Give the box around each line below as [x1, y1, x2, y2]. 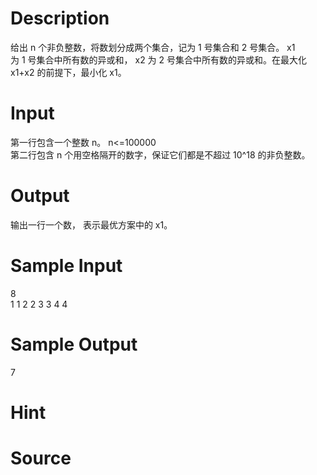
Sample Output [10, 333, 138, 356]
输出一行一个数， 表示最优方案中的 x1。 [10, 218, 173, 231]
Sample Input [10, 255, 123, 277]
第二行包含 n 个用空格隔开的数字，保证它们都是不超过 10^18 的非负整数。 [10, 148, 311, 161]
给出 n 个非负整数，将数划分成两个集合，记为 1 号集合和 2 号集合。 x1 [10, 41, 296, 53]
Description [10, 7, 110, 30]
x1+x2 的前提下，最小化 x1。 [10, 66, 127, 78]
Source [10, 447, 72, 470]
